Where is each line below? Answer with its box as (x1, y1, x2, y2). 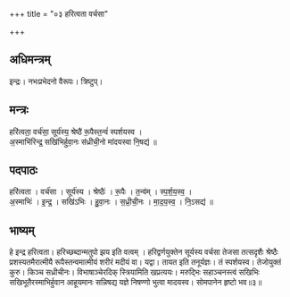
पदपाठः (9, 163, 38, 178)
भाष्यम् (9, 223, 35, 238)
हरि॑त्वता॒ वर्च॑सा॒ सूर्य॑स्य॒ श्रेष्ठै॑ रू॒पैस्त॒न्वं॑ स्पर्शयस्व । (9, 126, 143, 137)
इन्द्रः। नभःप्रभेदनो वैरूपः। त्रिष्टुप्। (9, 76, 104, 87)
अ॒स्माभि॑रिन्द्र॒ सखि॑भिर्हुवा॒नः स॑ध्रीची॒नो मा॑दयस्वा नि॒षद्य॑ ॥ (9, 136, 158, 147)
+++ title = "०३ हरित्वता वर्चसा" (9, 9, 109, 19)
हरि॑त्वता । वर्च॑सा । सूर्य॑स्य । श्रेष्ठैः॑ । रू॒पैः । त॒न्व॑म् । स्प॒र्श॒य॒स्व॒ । (9, 186, 193, 197)
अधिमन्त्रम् (9, 52, 51, 67)
